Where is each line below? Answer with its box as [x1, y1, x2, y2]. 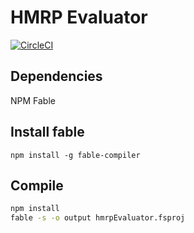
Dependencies [10, 68, 103, 85]
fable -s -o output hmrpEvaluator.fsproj [10, 213, 186, 223]
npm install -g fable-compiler [10, 150, 141, 160]
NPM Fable [10, 94, 56, 106]
